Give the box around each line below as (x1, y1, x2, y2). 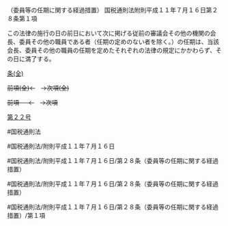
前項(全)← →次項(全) (7, 84, 70, 92)
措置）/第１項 (7, 212, 46, 219)
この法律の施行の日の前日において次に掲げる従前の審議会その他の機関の (7, 29, 210, 37)
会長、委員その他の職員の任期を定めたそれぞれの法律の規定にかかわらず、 (7, 47, 216, 54)
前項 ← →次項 (7, 99, 58, 106)
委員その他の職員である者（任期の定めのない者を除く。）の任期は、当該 (18, 38, 220, 46)
